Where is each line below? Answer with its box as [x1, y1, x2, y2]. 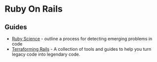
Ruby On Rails [4, 3, 63, 15]
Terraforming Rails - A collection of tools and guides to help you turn [11, 46, 152, 52]
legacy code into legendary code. [11, 51, 80, 57]
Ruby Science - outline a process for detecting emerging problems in [11, 36, 153, 41]
